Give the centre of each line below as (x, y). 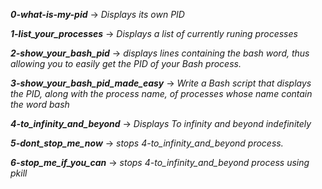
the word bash (40, 104)
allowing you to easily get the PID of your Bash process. (126, 63)
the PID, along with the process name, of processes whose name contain (161, 93)
